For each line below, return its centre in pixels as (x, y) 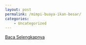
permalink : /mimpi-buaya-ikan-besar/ (43, 14)
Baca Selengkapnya (25, 37)
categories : (17, 19)
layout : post (18, 10)
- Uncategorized (30, 23)
